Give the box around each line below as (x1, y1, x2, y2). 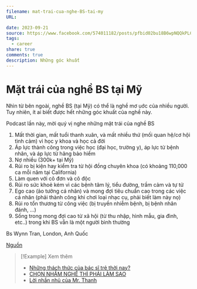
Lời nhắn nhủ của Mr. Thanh (29, 277, 97, 284)
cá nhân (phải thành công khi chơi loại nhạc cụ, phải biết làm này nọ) (14, 193, 181, 200)
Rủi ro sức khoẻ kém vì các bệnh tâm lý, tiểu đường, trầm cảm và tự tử (14, 181, 184, 188)
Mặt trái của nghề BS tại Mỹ (6, 83, 142, 96)
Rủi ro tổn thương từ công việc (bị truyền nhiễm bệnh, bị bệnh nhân (14, 200, 177, 207)
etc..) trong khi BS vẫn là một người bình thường (14, 219, 130, 226)
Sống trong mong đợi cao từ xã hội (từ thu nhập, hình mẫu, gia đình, (14, 212, 179, 219)
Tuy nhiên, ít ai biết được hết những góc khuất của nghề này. (6, 108, 152, 115)
